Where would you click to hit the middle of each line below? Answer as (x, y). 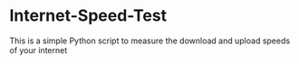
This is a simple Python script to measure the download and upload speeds (150, 41)
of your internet (39, 50)
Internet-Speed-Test (88, 16)
